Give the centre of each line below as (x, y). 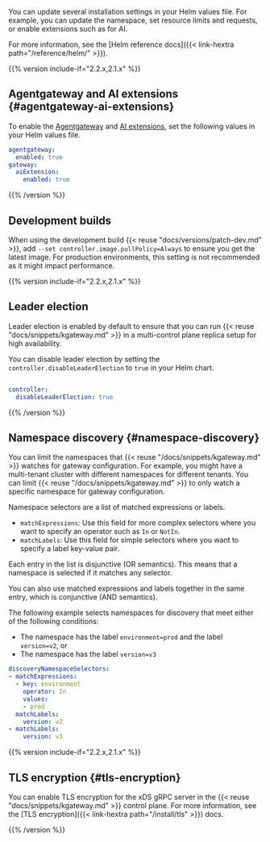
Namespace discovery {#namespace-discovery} (134, 438)
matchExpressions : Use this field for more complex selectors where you (138, 523)
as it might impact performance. (62, 265)
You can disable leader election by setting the (84, 359)
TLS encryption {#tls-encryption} (95, 778)
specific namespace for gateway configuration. (87, 491)
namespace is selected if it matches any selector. (90, 573)
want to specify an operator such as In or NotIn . (100, 532)
